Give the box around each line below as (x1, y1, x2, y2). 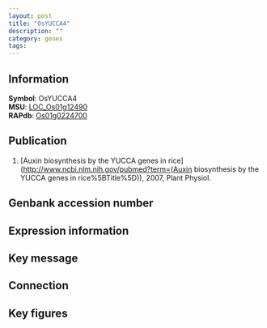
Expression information (8, 224, 129, 237)
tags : (8, 42, 27, 50)
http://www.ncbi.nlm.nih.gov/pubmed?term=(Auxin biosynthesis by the (23, 164, 260, 174)
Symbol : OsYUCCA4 (8, 93, 78, 103)
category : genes (8, 34, 63, 43)
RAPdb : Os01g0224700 (8, 110, 87, 120)
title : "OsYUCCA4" (8, 19, 70, 28)
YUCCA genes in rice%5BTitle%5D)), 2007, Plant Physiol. (19, 173, 212, 182)
